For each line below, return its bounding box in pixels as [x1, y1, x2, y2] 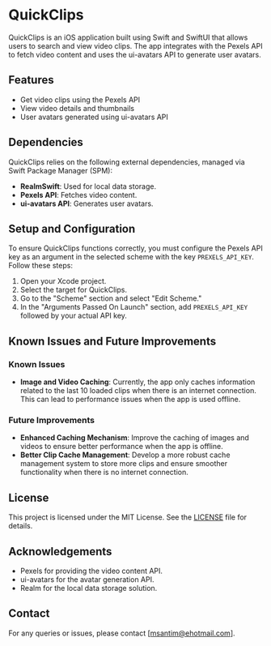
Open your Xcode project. [19, 276, 107, 286]
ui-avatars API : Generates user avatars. [19, 199, 154, 208]
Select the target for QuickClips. [19, 285, 128, 295]
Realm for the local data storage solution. [19, 583, 158, 593]
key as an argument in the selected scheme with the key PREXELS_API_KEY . [8, 252, 255, 262]
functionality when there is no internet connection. [19, 468, 188, 477]
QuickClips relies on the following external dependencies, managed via [8, 156, 245, 167]
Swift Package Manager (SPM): [8, 165, 113, 175]
